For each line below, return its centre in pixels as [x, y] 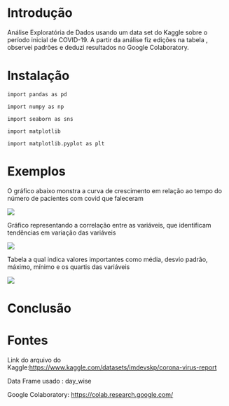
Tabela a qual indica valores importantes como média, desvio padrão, [107, 259]
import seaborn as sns [40, 119]
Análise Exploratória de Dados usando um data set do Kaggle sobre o [107, 32]
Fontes [28, 340]
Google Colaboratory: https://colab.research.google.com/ [90, 394]
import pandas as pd [37, 94]
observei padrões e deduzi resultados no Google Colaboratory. [98, 47]
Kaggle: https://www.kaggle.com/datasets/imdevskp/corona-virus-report [112, 367]
